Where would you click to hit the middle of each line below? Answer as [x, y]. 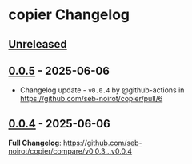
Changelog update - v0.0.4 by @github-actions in [102, 90]
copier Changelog [69, 15]
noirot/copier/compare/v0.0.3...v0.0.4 [70, 151]
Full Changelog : [35, 143]
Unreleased [38, 44]
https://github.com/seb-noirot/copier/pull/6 [91, 99]
